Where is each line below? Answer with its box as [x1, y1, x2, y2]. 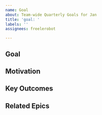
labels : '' [5, 21, 29, 27]
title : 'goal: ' [5, 17, 40, 22]
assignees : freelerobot [5, 26, 56, 32]
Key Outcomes [5, 84, 54, 93]
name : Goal [5, 7, 29, 13]
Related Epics [5, 101, 49, 110]
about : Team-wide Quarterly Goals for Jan [5, 12, 97, 17]
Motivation [5, 67, 41, 75]
